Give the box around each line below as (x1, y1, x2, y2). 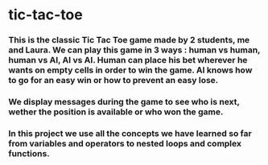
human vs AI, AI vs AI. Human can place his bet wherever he (8, 55, 248, 66)
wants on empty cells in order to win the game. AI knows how (8, 64, 253, 76)
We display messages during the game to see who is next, (8, 97, 240, 108)
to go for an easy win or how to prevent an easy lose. (8, 75, 219, 86)
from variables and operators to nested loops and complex (8, 138, 241, 149)
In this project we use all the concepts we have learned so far (8, 127, 252, 138)
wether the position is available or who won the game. (8, 106, 224, 118)
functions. (8, 147, 50, 159)
